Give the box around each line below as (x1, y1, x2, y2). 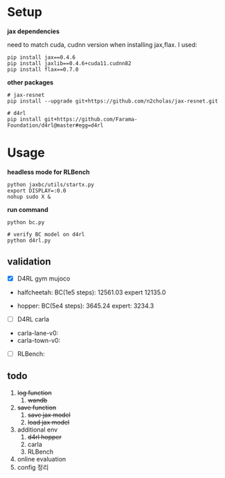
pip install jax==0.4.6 (7, 53, 76, 61)
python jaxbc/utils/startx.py (7, 181, 95, 188)
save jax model (27, 410, 71, 419)
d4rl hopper (27, 432, 62, 441)
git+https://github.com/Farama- (44, 116, 138, 123)
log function (17, 389, 52, 397)
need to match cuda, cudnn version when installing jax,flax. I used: (7, 40, 197, 48)
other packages (7, 78, 54, 87)
